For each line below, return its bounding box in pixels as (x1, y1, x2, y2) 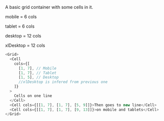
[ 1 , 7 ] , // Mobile (18, 66, 57, 71)
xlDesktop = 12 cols (5, 42, 46, 48)
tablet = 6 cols (5, 23, 35, 29)
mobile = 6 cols (5, 14, 37, 19)
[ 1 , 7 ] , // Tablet (18, 70, 57, 76)
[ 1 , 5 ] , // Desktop (18, 75, 59, 80)
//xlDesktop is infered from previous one (18, 80, 108, 84)
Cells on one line (14, 93, 52, 98)
